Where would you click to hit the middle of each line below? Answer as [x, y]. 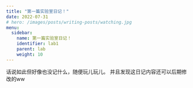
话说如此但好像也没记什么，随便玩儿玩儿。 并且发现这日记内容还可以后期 [94, 71]
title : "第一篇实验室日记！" [37, 11]
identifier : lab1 [38, 44]
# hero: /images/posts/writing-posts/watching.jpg [69, 22]
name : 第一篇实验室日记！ [44, 38]
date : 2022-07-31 [27, 17]
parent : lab [31, 49]
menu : [13, 27]
